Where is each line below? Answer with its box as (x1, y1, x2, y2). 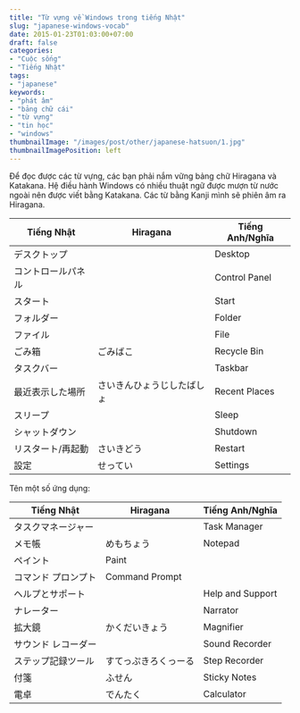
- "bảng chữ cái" (9, 105, 74, 113)
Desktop (214, 247, 250, 260)
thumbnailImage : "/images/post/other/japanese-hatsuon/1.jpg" (9, 138, 246, 147)
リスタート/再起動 (13, 442, 89, 455)
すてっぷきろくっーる (105, 654, 195, 667)
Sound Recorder (203, 637, 272, 650)
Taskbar (214, 361, 249, 373)
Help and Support (203, 587, 278, 600)
